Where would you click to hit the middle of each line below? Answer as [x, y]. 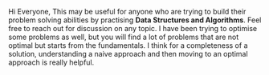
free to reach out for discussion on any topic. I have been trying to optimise [133, 28]
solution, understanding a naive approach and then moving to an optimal [128, 54]
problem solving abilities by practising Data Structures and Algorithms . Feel [135, 20]
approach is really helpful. [51, 62]
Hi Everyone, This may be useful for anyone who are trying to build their [127, 12]
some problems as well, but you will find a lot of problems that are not [124, 37]
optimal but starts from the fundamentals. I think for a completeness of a [128, 45]
